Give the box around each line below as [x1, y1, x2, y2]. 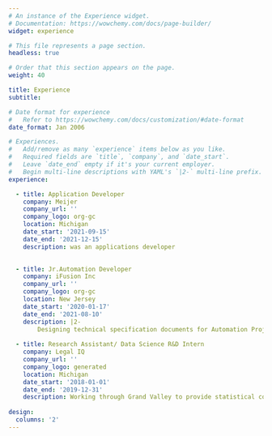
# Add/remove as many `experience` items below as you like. [8, 145, 227, 154]
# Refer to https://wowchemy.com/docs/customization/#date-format [8, 115, 244, 124]
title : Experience [8, 86, 70, 94]
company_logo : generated [23, 362, 107, 371]
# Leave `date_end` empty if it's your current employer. [8, 160, 216, 169]
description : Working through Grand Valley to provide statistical [23, 393, 255, 401]
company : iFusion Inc [23, 272, 96, 280]
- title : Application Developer [15, 190, 125, 199]
